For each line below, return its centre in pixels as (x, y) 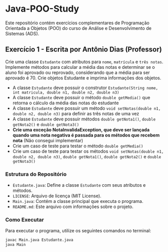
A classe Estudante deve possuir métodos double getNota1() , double (84, 119)
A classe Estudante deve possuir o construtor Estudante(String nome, (85, 88)
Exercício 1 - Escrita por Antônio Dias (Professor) (83, 49)
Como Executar (25, 220)
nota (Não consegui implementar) (48, 140)
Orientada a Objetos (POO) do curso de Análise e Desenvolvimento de (78, 28)
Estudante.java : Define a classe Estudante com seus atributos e (79, 185)
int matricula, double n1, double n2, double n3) (66, 92)
